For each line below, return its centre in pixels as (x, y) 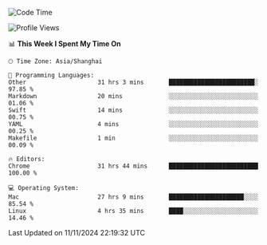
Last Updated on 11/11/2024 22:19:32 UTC (77, 233)
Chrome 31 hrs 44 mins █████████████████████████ (133, 166)
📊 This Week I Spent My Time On (65, 43)
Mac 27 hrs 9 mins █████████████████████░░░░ (133, 197)
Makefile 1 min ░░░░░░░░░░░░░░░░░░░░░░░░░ (133, 138)
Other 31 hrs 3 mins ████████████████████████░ (133, 82)
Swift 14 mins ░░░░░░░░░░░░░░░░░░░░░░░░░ (133, 110)
